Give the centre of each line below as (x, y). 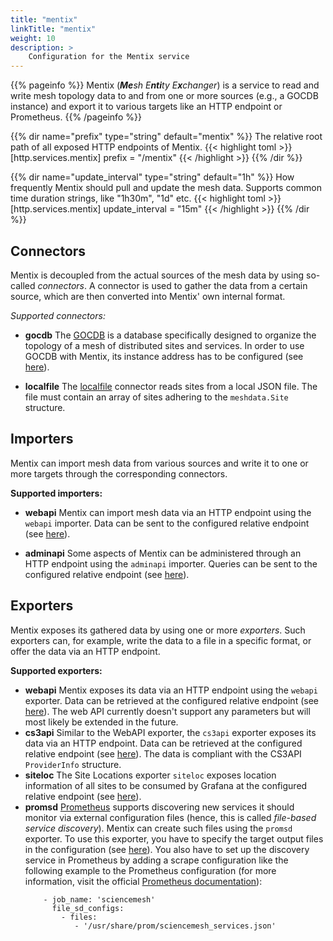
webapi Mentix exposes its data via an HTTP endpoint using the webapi (171, 690)
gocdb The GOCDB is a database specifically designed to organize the (170, 335)
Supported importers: (56, 493)
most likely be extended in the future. (101, 722)
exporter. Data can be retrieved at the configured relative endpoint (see (171, 700)
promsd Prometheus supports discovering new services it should (159, 807)
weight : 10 (33, 38)
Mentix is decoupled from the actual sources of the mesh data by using (157, 275)
